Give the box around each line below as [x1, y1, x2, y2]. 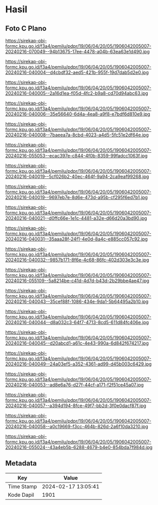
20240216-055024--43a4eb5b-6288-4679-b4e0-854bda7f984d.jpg [5, 445, 153, 450]
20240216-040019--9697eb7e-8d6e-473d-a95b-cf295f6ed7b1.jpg [5, 194, 148, 200]
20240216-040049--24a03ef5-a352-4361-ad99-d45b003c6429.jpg [5, 361, 152, 367]
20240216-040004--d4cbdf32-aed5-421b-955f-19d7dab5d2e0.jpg [5, 69, 149, 75]
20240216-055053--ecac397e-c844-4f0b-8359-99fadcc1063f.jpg [5, 153, 148, 158]
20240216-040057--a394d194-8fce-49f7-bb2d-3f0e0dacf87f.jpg [5, 402, 146, 409]
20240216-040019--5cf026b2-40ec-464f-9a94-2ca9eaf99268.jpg [5, 173, 149, 179]
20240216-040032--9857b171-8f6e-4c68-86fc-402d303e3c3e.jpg [5, 257, 149, 262]
